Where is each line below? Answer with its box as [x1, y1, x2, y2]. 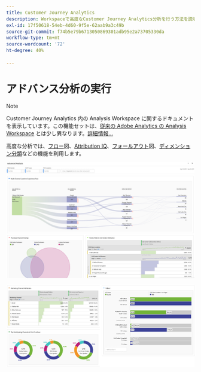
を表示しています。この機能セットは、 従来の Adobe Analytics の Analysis [6, 122, 187, 129]
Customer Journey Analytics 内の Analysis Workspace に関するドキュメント [6, 114, 194, 122]
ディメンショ [159, 142, 191, 150]
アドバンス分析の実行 [6, 82, 112, 96]
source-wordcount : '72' [6, 41, 66, 47]
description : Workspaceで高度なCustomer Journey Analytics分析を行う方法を [6, 16, 188, 22]
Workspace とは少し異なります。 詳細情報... [6, 129, 114, 137]
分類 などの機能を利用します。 [11, 150, 85, 157]
